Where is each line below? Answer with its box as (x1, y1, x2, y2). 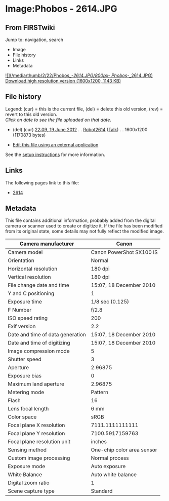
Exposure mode (8, 463, 46, 470)
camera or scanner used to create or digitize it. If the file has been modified (5, 223, 163, 229)
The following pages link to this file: (5, 179, 79, 185)
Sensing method (8, 446, 47, 453)
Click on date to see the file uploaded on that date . (5, 117, 111, 123)
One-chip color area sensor (91, 446, 158, 453)
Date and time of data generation (8, 331, 86, 338)
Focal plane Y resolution (8, 430, 65, 437)
